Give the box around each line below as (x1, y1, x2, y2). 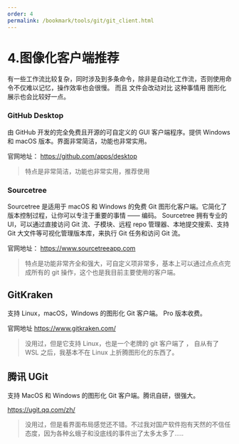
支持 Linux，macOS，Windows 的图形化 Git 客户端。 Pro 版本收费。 (7, 309, 206, 317)
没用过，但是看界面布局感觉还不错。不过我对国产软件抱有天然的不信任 (24, 420, 231, 428)
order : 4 (7, 10, 33, 18)
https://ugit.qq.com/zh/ (7, 405, 76, 413)
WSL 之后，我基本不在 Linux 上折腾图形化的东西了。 (24, 348, 179, 356)
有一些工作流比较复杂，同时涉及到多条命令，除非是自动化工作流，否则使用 (7, 75, 225, 83)
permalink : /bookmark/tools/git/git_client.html (7, 17, 154, 24)
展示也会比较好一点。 (7, 92, 70, 101)
